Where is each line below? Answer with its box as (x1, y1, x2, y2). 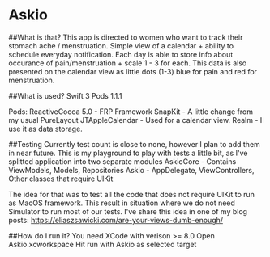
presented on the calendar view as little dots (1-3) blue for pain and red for (8, 66, 258, 76)
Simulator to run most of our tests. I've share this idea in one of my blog (8, 206, 248, 216)
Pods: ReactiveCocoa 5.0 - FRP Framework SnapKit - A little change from (8, 107, 254, 116)
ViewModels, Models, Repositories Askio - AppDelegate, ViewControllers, (8, 165, 255, 175)
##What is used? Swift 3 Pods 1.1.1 (8, 91, 122, 100)
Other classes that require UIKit (8, 174, 114, 183)
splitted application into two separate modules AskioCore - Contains (8, 156, 237, 166)
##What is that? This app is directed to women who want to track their (8, 32, 243, 42)
